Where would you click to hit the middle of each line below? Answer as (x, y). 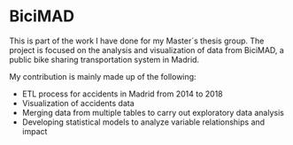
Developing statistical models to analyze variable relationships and (143, 122)
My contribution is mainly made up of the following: (103, 76)
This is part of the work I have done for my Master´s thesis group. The (137, 41)
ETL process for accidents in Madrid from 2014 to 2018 (122, 94)
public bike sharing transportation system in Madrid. (104, 59)
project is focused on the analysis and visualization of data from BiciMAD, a (147, 50)
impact (35, 131)
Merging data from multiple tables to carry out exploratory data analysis (153, 112)
